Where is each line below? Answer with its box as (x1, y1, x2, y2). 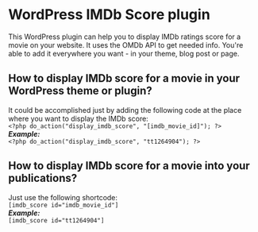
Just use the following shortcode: (8, 192, 117, 202)
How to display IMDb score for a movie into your (8, 159, 250, 172)
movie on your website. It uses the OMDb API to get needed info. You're (8, 40, 244, 49)
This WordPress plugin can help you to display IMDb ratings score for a (8, 32, 241, 41)
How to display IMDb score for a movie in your (8, 72, 241, 85)
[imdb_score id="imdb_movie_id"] (8, 201, 119, 209)
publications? (8, 172, 78, 185)
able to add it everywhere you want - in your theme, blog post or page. (8, 48, 240, 58)
